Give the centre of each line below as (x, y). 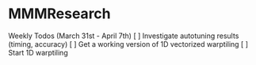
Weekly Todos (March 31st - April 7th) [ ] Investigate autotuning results (124, 36)
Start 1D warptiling (38, 52)
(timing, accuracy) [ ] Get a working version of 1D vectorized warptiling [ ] (128, 44)
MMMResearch (59, 14)
